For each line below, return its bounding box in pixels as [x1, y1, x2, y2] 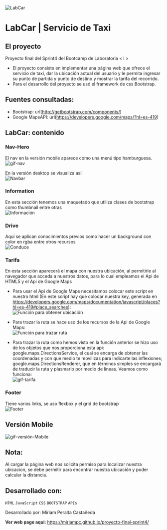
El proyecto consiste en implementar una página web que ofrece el [12, 65, 150, 71]
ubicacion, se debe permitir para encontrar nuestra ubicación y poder [5, 466, 149, 472]
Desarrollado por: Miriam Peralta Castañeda [5, 509, 96, 515]
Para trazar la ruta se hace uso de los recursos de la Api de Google [12, 319, 151, 325]
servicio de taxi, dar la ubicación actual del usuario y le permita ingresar [12, 70, 161, 76]
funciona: [12, 371, 32, 377]
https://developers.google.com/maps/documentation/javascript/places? [12, 299, 161, 305]
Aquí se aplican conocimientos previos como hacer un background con [5, 233, 152, 239]
